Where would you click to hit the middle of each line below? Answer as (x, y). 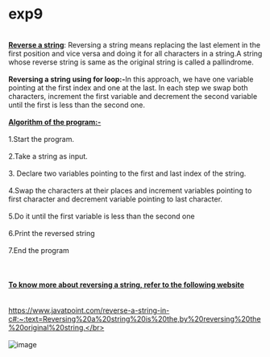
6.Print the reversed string (52, 233)
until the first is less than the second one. (77, 105)
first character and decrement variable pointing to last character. (116, 199)
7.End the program (39, 250)
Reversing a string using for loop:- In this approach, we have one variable (131, 79)
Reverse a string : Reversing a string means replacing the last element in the (134, 44)
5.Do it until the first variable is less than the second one (102, 216)
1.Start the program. (42, 139)
